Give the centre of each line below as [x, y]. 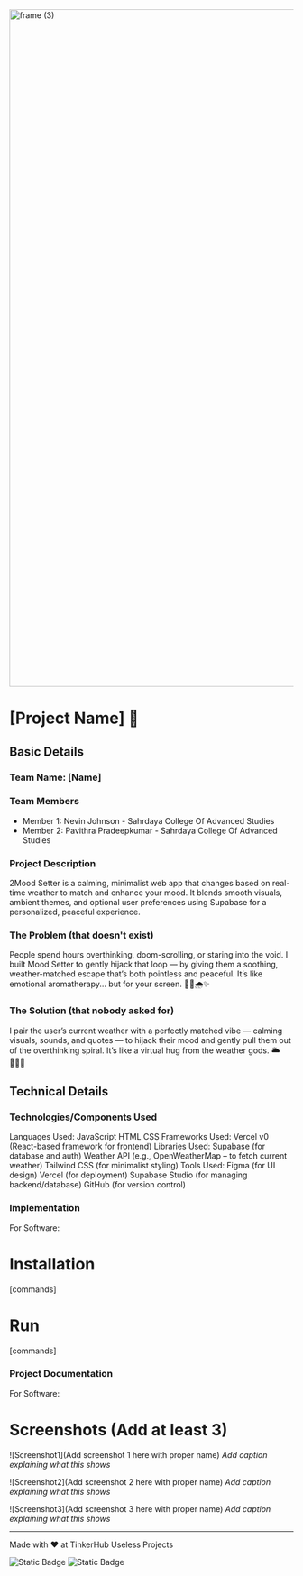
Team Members [44, 802]
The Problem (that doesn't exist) [82, 935]
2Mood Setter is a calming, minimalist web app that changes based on [140, 884]
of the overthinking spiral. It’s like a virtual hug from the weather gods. [139, 1050]
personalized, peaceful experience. [75, 912]
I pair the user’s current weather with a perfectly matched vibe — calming [146, 1031]
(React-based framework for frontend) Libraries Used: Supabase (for [138, 1146]
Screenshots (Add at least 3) [119, 1430]
